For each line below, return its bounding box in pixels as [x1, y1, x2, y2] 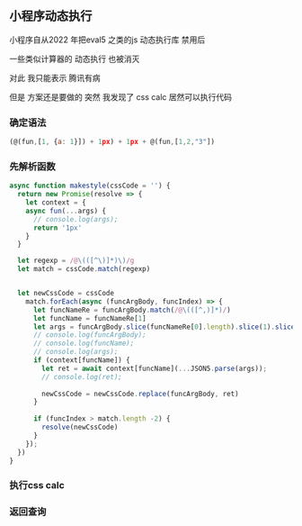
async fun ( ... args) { [25, 206, 106, 215]
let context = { [25, 198, 87, 207]
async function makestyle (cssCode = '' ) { [9, 181, 171, 191]
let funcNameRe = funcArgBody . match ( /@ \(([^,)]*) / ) [32, 305, 231, 314]
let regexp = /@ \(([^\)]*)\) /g [17, 256, 135, 266]
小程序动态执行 [9, 8, 93, 24]
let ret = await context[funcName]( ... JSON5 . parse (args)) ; [41, 364, 268, 373]
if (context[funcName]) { [32, 356, 130, 365]
